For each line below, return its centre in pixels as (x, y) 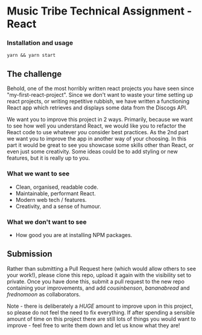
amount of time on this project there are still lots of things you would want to (102, 319)
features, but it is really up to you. (49, 158)
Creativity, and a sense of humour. (58, 206)
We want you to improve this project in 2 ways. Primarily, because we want (100, 120)
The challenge (34, 74)
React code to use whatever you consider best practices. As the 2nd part (98, 132)
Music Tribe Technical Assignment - (99, 11)
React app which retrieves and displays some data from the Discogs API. (97, 108)
